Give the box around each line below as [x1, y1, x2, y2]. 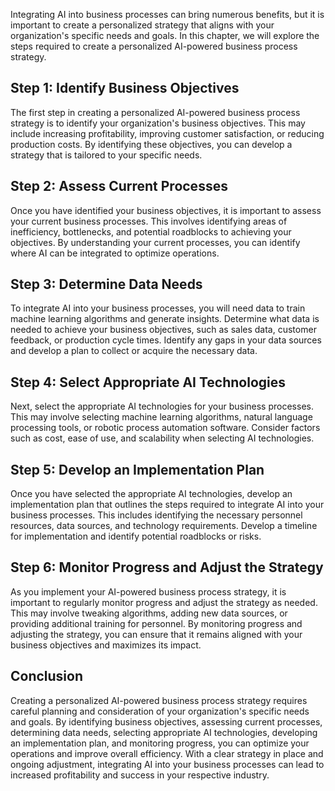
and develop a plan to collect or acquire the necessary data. [10, 345, 258, 357]
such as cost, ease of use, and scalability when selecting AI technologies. [10, 432, 315, 444]
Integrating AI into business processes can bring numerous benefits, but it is [10, 9, 325, 20]
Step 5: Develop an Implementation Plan [10, 461, 265, 478]
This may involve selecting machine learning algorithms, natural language [10, 411, 313, 423]
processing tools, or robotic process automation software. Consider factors [10, 422, 321, 434]
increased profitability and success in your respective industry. [10, 769, 270, 781]
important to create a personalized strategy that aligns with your [10, 19, 275, 31]
